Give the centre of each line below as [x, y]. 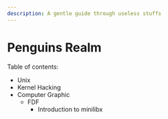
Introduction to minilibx [70, 109]
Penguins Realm [54, 47]
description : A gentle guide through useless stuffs [84, 13]
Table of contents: [33, 67]
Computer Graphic [43, 94]
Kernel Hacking [39, 87]
